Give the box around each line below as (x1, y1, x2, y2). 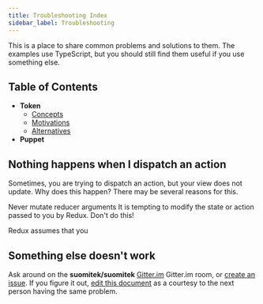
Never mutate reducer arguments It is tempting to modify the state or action (8, 202, 254, 212)
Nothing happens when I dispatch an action (8, 157, 227, 171)
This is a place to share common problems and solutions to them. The (8, 40, 235, 50)
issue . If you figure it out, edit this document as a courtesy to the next (8, 278, 235, 287)
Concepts (31, 110, 64, 119)
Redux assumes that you (8, 226, 88, 235)
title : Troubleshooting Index (8, 11, 108, 20)
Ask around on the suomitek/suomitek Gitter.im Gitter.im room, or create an (8, 269, 255, 279)
